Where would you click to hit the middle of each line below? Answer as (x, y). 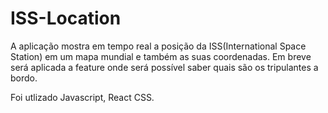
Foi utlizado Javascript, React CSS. (82, 97)
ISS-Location (66, 18)
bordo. (24, 78)
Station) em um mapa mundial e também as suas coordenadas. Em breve (161, 56)
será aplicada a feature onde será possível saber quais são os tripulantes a (164, 67)
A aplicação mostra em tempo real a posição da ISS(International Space (158, 46)
